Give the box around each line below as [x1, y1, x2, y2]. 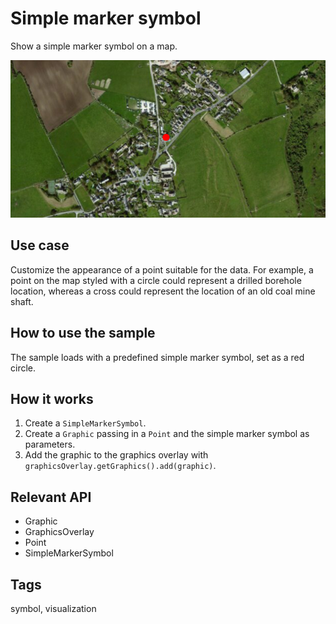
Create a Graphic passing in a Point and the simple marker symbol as [24, 428, 310, 440]
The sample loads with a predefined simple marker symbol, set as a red [10, 351, 305, 363]
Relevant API [10, 488, 92, 506]
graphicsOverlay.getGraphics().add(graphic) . [24, 460, 217, 472]
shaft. [10, 295, 34, 307]
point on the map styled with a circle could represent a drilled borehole [10, 274, 302, 286]
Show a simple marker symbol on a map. [10, 40, 178, 52]
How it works [10, 390, 94, 407]
